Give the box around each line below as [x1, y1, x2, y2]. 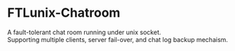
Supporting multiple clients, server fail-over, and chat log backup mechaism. [7, 35, 228, 43]
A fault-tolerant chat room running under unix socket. [7, 28, 161, 36]
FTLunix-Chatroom [7, 5, 121, 21]
